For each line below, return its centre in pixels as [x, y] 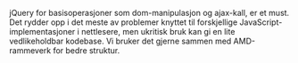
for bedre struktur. [87, 51]
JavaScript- [261, 22]
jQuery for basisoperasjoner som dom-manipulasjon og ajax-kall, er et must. [149, 13]
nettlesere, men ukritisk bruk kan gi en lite [158, 31]
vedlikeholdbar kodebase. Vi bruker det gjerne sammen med [120, 41]
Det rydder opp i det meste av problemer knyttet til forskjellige [124, 22]
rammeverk [30, 51]
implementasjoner [42, 31]
